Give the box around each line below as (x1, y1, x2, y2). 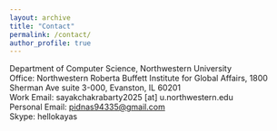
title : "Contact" (9, 22, 75, 31)
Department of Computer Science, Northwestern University (9, 63, 232, 74)
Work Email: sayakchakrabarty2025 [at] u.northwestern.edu (9, 92, 233, 103)
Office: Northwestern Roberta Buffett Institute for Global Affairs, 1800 (9, 73, 268, 84)
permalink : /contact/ (9, 30, 92, 39)
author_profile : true (9, 38, 92, 48)
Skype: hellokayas (9, 111, 78, 122)
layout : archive (9, 13, 71, 23)
